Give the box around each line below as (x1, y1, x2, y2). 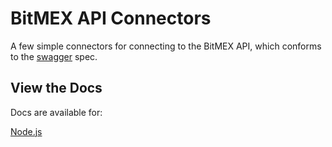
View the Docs (10, 80, 103, 97)
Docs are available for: (10, 106, 103, 118)
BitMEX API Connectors (10, 7, 212, 30)
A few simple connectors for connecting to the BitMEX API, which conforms (10, 40, 322, 52)
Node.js (10, 125, 43, 137)
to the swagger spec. (10, 50, 98, 62)
